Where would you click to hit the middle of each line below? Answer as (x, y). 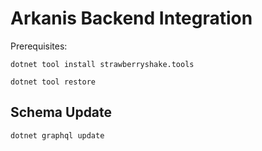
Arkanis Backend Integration (131, 18)
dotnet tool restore (53, 82)
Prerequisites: (39, 46)
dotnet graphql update (57, 135)
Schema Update (61, 112)
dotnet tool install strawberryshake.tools (102, 64)
